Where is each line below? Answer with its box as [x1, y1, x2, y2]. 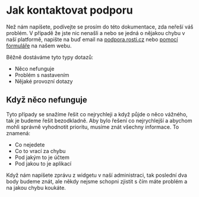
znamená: [6, 129, 31, 136]
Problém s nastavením [14, 71, 70, 78]
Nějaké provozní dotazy [14, 78, 73, 85]
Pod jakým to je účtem [14, 154, 70, 161]
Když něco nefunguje [6, 95, 87, 105]
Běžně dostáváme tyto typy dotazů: [6, 53, 93, 61]
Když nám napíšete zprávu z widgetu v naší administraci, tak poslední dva [6, 171, 187, 179]
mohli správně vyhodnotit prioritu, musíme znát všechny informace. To [6, 123, 179, 131]
